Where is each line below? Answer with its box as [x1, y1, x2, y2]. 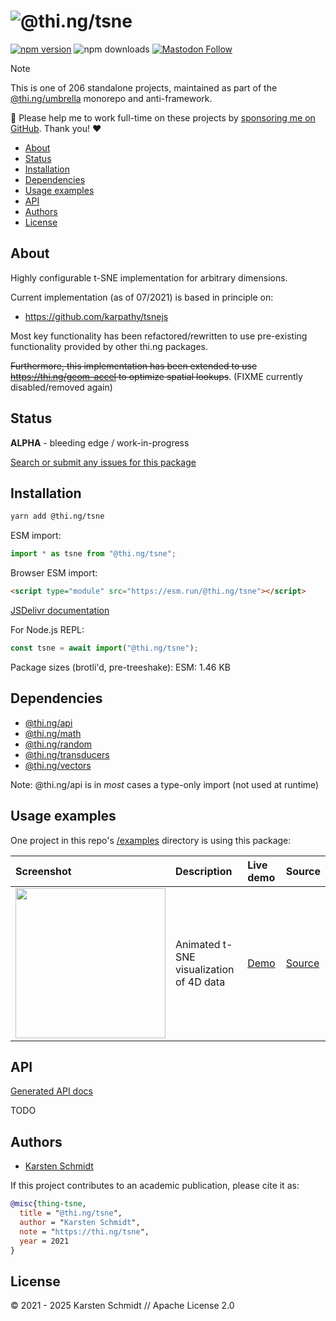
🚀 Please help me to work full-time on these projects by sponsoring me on [10, 111, 316, 124]
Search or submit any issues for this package [10, 456, 197, 468]
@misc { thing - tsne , [10, 1199, 87, 1209]
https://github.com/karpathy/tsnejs [24, 310, 169, 322]
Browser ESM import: [10, 567, 98, 579]
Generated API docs [10, 1085, 93, 1097]
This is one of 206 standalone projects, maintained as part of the [10, 81, 278, 94]
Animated [175, 937, 221, 951]
